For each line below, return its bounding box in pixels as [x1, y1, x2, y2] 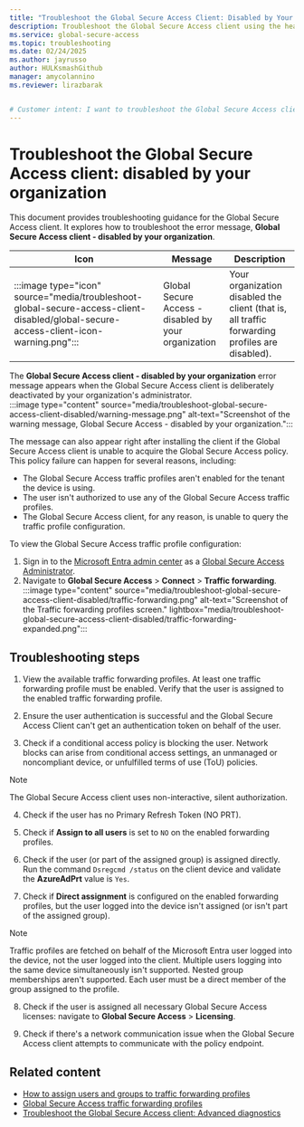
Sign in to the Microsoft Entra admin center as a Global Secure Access [22, 556, 285, 567]
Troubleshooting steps [9, 649, 140, 665]
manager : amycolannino [9, 72, 95, 81]
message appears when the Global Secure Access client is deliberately [9, 380, 274, 391]
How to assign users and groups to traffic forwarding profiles [22, 1088, 251, 1100]
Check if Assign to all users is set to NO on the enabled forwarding [22, 827, 270, 838]
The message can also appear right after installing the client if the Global [9, 436, 280, 447]
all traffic [229, 313, 267, 326]
